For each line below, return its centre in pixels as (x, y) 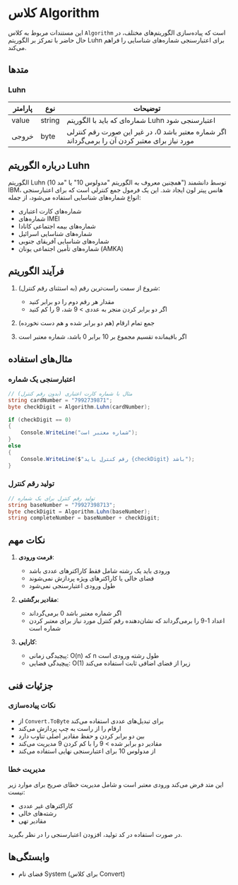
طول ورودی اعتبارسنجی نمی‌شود (72, 586)
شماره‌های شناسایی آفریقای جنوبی (64, 241)
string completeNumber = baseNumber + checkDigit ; (84, 518)
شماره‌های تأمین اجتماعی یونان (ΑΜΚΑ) (71, 249)
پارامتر (22, 108)
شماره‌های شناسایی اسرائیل (55, 234)
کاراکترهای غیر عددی (46, 806)
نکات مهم (26, 540)
